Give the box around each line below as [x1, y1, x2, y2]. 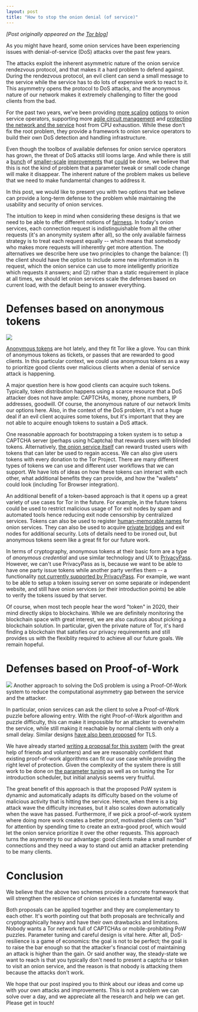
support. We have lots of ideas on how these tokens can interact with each [6, 468, 187, 476]
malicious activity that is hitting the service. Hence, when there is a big [6, 798, 178, 805]
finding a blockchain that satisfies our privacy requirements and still [6, 628, 171, 635]
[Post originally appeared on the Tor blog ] [6, 30, 108, 37]
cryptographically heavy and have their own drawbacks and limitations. [6, 919, 180, 926]
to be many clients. [6, 848, 52, 855]
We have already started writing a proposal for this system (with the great [6, 742, 185, 750]
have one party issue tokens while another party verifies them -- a [6, 567, 167, 574]
